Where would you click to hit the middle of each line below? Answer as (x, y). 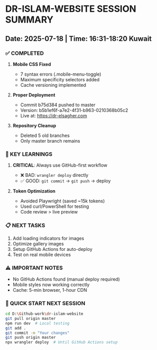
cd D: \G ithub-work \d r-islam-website (44, 314)
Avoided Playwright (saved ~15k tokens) (62, 201)
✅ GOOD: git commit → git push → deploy (65, 181)
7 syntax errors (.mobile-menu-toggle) (61, 74)
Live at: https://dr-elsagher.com (54, 115)
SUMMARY (29, 20)
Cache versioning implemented (53, 85)
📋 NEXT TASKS (25, 225)
